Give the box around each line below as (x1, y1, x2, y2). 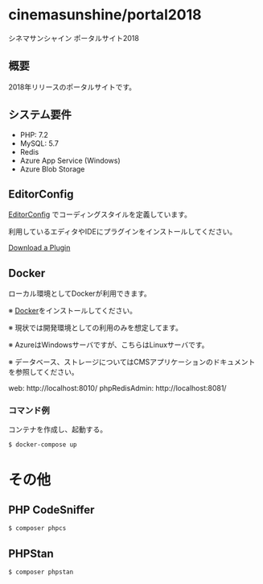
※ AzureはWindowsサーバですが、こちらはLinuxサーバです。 (8, 340, 209, 350)
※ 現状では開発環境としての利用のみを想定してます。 (8, 323, 183, 333)
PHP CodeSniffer (8, 503, 95, 516)
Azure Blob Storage (19, 164, 85, 174)
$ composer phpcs (8, 524, 67, 532)
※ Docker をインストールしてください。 (8, 306, 138, 316)
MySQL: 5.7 (19, 139, 59, 148)
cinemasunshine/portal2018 (8, 6, 203, 24)
